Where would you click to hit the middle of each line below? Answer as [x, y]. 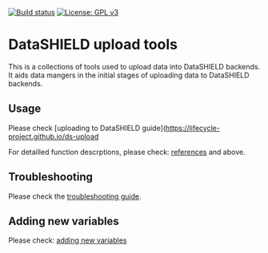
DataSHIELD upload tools [93, 45]
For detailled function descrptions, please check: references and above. [127, 152]
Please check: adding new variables [68, 240]
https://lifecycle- [192, 128]
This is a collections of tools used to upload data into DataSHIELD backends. [134, 66]
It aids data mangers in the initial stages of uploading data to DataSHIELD [129, 75]
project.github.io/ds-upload [54, 136]
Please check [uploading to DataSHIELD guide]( [87, 128]
